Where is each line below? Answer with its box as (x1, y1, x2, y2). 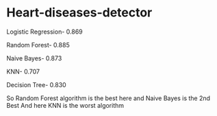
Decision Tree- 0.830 (6, 80, 66, 89)
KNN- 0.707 (6, 67, 40, 76)
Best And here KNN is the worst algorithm (6, 101, 125, 109)
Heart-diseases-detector (6, 5, 153, 21)
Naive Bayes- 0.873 (6, 54, 62, 62)
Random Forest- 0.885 (6, 40, 70, 49)
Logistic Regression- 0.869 (6, 27, 83, 36)
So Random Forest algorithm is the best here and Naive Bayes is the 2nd (6, 94, 210, 102)
